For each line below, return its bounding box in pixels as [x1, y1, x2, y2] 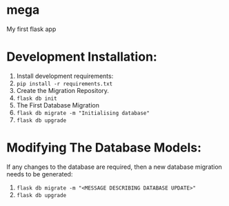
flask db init [16, 95, 57, 102]
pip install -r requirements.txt [16, 80, 113, 87]
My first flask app [6, 25, 57, 33]
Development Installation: [6, 49, 158, 65]
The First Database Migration [16, 101, 99, 109]
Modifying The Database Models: [6, 140, 201, 156]
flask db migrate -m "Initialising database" [16, 110, 150, 116]
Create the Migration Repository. [16, 86, 110, 94]
